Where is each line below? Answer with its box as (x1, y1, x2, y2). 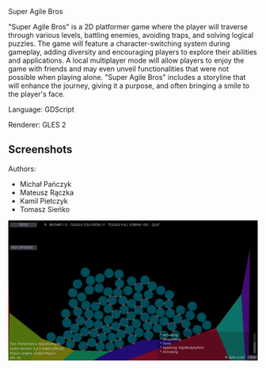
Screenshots (8, 143, 73, 157)
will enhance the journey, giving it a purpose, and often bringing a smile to (8, 81, 250, 90)
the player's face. (8, 89, 66, 98)
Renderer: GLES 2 (8, 120, 66, 129)
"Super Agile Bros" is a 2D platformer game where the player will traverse (8, 22, 248, 31)
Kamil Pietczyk (19, 196, 69, 205)
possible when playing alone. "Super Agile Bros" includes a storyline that (8, 73, 246, 82)
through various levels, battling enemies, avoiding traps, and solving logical (8, 31, 254, 40)
